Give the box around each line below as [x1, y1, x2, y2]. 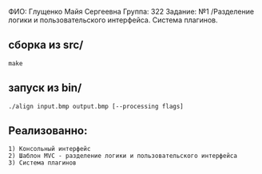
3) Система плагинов [8, 159, 77, 167]
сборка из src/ [8, 38, 84, 52]
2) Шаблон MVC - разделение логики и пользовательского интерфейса [8, 152, 238, 160]
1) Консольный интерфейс [8, 145, 91, 153]
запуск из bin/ [8, 81, 82, 95]
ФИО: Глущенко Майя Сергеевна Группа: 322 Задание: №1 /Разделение [8, 7, 254, 16]
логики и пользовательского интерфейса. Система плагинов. [8, 15, 218, 25]
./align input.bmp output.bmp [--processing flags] [8, 102, 184, 110]
